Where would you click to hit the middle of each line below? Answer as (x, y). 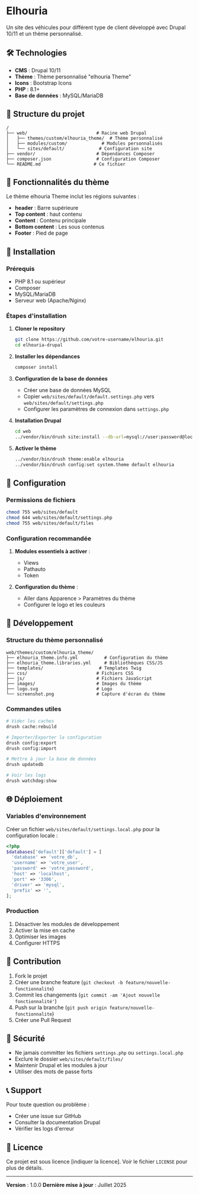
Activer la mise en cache (45, 930)
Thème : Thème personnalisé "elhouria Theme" (73, 76)
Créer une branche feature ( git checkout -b (69, 982)
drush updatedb (25, 765)
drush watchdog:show (32, 781)
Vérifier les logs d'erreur (44, 1129)
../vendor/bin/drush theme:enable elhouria (69, 459)
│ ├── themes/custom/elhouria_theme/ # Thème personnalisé (84, 138)
